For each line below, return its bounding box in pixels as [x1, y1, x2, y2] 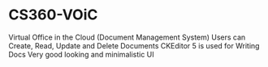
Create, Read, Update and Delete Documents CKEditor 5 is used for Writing [8, 40, 260, 50]
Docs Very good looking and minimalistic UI [8, 49, 154, 59]
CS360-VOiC [8, 6, 98, 24]
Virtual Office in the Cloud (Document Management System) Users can [8, 32, 246, 42]
